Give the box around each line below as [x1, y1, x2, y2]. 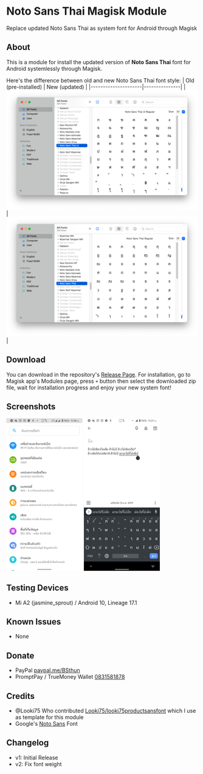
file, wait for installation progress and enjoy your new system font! [6, 383, 171, 391]
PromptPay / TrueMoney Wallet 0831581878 [15, 673, 125, 681]
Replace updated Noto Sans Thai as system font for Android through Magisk [6, 24, 198, 32]
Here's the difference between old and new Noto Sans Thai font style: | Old [6, 76, 194, 84]
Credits [6, 691, 35, 701]
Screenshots [6, 402, 56, 412]
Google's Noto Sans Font [15, 720, 78, 727]
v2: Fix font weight [15, 760, 62, 767]
